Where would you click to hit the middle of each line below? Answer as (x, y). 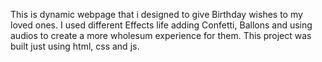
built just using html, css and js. (75, 46)
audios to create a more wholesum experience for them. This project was (161, 35)
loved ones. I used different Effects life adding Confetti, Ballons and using (161, 25)
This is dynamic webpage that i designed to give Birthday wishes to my (156, 14)
